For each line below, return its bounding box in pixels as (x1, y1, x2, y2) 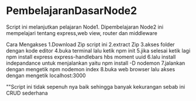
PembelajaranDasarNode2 (6, 4, 137, 18)
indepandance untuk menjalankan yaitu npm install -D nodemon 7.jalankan (6, 60, 185, 67)
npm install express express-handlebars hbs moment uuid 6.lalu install (6, 53, 176, 60)
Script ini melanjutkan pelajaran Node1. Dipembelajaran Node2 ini (6, 23, 164, 30)
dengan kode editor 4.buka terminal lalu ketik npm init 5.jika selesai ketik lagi (6, 47, 191, 54)
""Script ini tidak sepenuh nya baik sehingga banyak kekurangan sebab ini (6, 83, 185, 90)
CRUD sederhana (6, 89, 48, 96)
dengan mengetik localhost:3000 (6, 72, 86, 79)
